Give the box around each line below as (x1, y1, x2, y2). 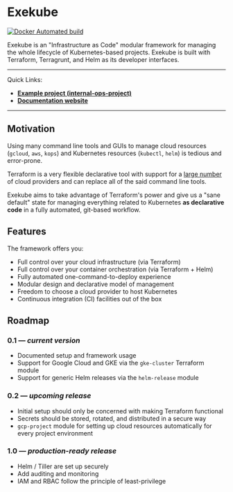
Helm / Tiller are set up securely (17, 462, 109, 470)
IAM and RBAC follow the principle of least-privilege (17, 477, 166, 485)
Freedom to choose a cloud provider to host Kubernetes (17, 287, 178, 296)
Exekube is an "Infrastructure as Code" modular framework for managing (7, 40, 216, 49)
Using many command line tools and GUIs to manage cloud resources (7, 141, 207, 150)
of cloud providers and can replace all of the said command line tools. (7, 177, 207, 185)
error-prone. (7, 156, 43, 164)
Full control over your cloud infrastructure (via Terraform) (17, 257, 182, 266)
